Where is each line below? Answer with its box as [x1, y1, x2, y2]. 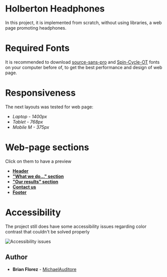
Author [5, 253, 28, 261]
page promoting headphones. [5, 25, 67, 31]
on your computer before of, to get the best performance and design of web [5, 64, 162, 70]
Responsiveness [5, 87, 76, 99]
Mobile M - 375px [12, 124, 49, 130]
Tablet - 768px [12, 119, 44, 125]
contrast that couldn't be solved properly [5, 228, 90, 234]
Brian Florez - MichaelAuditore [12, 266, 77, 272]
